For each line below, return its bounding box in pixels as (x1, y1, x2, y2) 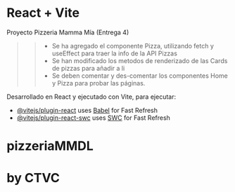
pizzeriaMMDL (6, 138, 94, 154)
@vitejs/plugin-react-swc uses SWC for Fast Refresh (16, 114, 170, 122)
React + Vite (6, 5, 80, 21)
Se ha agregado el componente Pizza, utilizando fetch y (51, 41, 214, 50)
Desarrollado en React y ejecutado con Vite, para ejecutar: (6, 92, 177, 101)
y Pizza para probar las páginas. (51, 78, 146, 87)
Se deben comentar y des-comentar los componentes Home (51, 71, 228, 80)
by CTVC (6, 170, 61, 186)
